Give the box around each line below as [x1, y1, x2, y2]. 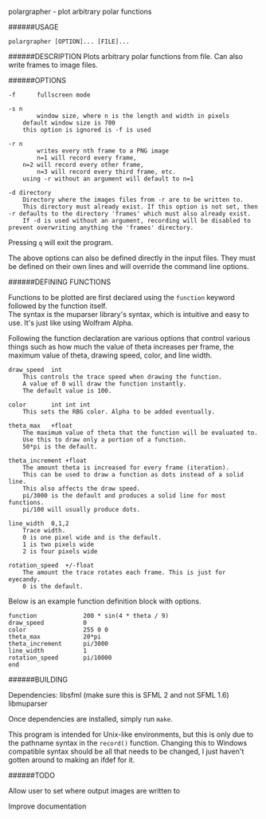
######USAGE [8, 22, 59, 31]
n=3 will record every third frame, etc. [37, 168, 177, 176]
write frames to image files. [8, 60, 98, 69]
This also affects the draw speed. [22, 485, 141, 493]
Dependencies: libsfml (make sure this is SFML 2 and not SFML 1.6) [8, 690, 229, 699]
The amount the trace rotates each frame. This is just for [22, 568, 226, 576]
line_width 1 [8, 647, 88, 655]
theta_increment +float [8, 457, 88, 465]
